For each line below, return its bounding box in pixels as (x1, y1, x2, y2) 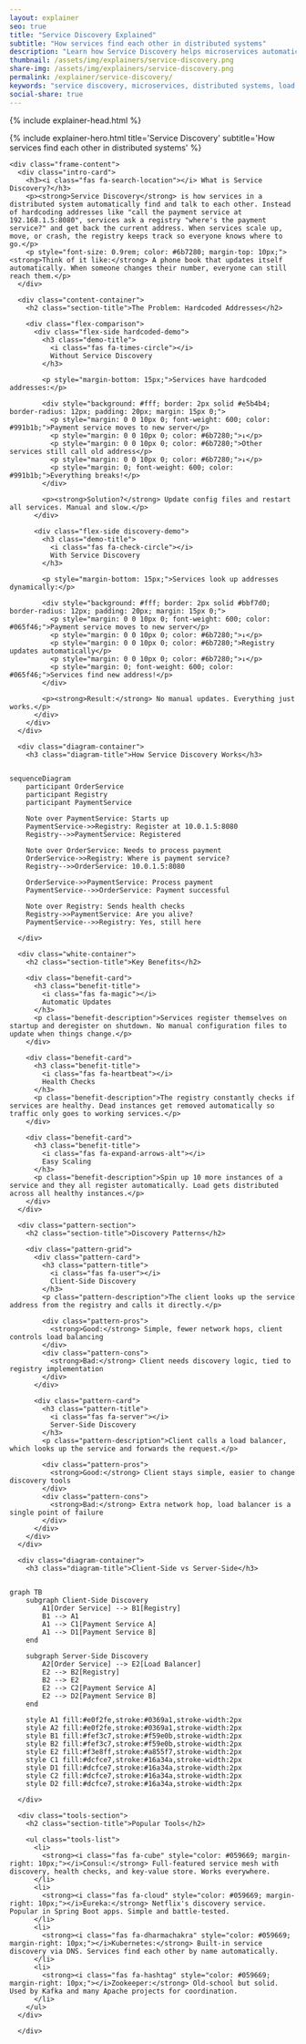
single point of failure (9, 1508, 104, 1517)
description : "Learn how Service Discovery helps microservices (9, 47, 259, 57)
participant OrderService (25, 781, 125, 791)
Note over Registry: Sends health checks (25, 902, 185, 911)
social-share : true (9, 89, 84, 98)
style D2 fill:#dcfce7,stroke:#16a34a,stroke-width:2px (25, 1779, 243, 1788)
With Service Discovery (49, 551, 141, 560)
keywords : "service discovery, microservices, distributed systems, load (9, 81, 296, 90)
